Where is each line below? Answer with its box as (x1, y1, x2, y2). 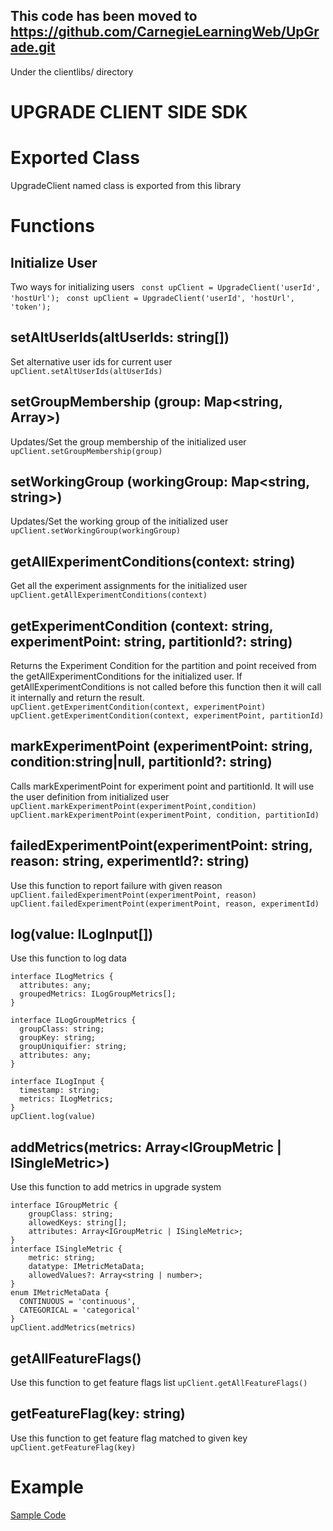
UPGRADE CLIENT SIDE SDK (10, 101, 248, 123)
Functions (10, 215, 95, 238)
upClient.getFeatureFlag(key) (10, 1442, 137, 1453)
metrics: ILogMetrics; (19, 1094, 114, 1104)
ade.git (10, 39, 56, 56)
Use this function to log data (10, 952, 127, 964)
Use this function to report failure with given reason (10, 879, 223, 891)
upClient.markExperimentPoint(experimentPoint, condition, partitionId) (10, 810, 320, 820)
